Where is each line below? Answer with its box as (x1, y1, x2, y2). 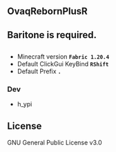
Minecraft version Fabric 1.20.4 (17, 53, 110, 61)
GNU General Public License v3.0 (7, 138, 102, 147)
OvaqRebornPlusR (7, 6, 88, 17)
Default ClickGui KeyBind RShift (17, 60, 109, 68)
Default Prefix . (17, 67, 61, 75)
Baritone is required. (7, 29, 97, 41)
